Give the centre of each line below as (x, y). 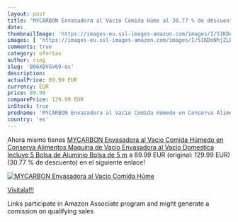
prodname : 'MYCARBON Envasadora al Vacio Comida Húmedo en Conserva (110, 113)
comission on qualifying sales (51, 211)
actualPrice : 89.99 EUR (42, 80)
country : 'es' (28, 119)
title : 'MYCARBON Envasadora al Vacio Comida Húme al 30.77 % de (106, 21)
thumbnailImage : (31, 34)
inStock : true (28, 106)
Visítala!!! (21, 189)
